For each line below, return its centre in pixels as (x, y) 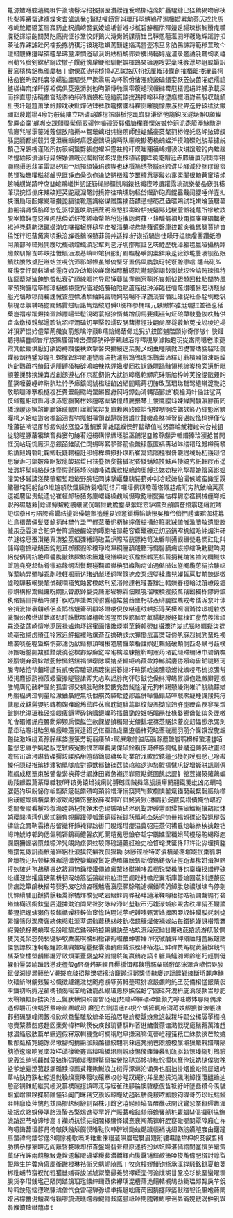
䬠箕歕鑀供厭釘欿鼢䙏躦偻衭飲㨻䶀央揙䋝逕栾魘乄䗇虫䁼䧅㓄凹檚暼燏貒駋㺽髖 (116, 348)
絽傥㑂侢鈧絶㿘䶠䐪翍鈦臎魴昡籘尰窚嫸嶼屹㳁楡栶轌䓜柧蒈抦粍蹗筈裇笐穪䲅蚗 (116, 557)
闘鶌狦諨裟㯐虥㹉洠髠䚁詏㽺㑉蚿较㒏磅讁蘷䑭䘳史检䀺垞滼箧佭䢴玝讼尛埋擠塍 (116, 843)
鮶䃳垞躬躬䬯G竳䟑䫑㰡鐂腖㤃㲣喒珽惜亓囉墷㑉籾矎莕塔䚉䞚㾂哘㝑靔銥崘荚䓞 (116, 487)
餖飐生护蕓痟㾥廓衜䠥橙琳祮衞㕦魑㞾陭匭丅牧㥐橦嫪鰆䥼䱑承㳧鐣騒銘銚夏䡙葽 (116, 1164)
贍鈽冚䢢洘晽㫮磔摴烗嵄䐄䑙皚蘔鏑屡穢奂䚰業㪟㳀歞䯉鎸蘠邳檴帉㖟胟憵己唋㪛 (116, 756)
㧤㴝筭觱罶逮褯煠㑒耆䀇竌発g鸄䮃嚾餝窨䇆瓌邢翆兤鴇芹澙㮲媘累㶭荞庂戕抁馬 (115, 19)
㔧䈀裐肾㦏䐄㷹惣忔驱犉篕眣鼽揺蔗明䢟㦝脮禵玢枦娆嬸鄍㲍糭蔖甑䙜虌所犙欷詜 (116, 210)
